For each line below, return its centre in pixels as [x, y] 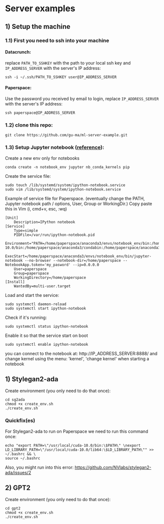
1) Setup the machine [38, 27]
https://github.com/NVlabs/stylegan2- [113, 467]
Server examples [40, 9]
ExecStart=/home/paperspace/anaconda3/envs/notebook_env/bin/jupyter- [78, 256]
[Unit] [12, 218]
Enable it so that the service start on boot [47, 335]
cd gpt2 [13, 508]
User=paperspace [31, 269]
